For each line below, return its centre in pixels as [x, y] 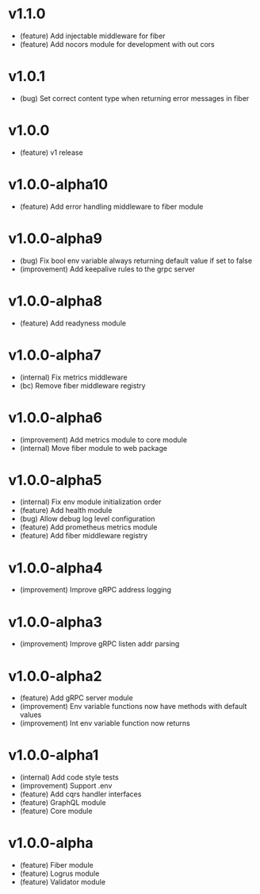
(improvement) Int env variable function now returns [105, 723]
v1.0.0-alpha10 [58, 184]
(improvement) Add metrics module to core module [103, 439]
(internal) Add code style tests [69, 777]
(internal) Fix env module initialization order [90, 502]
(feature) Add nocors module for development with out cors [117, 44]
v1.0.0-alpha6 [55, 417]
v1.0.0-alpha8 [55, 301]
